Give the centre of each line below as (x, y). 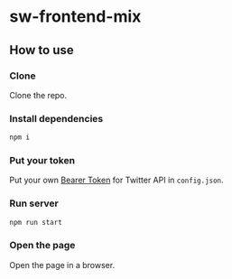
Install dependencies (56, 118)
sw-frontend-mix (75, 17)
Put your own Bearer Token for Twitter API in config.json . (116, 180)
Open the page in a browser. (62, 265)
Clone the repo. (38, 95)
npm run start (36, 222)
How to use (42, 50)
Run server (34, 203)
